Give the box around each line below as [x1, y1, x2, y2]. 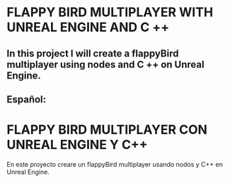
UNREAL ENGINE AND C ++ [6, 19, 170, 35]
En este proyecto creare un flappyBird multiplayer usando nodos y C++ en [6, 160, 224, 168]
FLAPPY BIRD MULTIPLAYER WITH [6, 4, 214, 20]
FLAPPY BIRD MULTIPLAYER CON [6, 122, 208, 138]
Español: [6, 93, 47, 105]
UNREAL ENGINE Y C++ [6, 137, 148, 153]
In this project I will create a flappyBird [6, 47, 179, 59]
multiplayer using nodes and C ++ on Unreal [6, 58, 205, 71]
